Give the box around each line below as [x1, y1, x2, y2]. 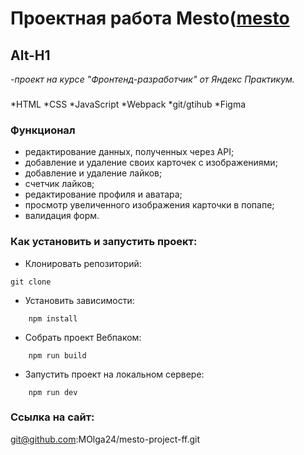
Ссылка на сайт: [10, 410, 95, 424]
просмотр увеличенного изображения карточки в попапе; [24, 199, 275, 211]
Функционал [10, 123, 76, 137]
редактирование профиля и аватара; [24, 188, 183, 201]
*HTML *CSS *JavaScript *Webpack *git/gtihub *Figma [10, 98, 247, 110]
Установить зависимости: [24, 294, 135, 306]
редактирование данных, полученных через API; [24, 146, 235, 158]
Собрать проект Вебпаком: [24, 331, 142, 343]
